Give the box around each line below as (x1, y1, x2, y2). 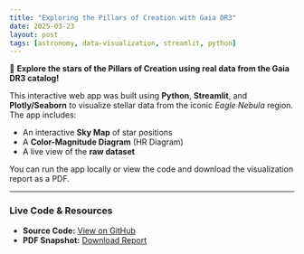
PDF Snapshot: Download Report (22, 234, 147, 245)
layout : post (9, 30, 59, 39)
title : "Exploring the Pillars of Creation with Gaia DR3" (9, 13, 237, 23)
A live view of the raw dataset (22, 146, 136, 157)
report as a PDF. (9, 174, 71, 184)
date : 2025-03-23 (9, 22, 75, 31)
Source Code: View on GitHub (22, 225, 136, 236)
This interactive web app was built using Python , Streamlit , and (9, 90, 248, 101)
